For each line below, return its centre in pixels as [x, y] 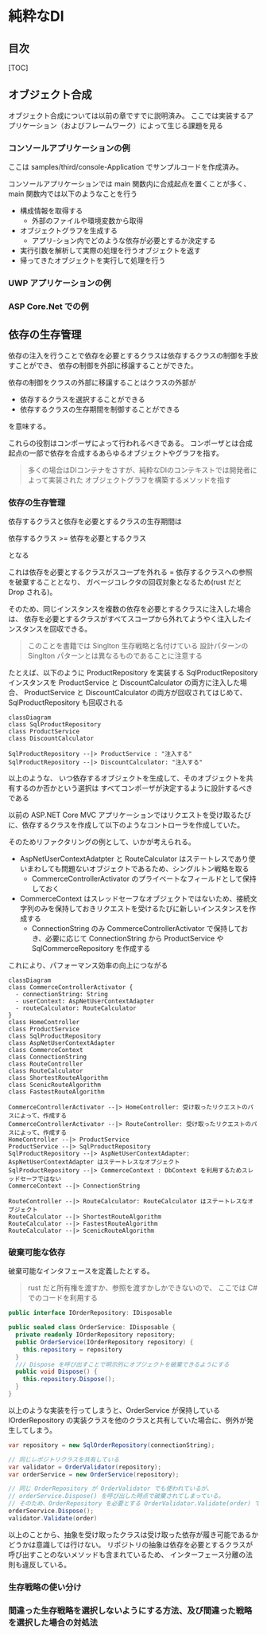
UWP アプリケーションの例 [60, 284]
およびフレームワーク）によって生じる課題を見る [143, 125]
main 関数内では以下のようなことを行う [73, 194]
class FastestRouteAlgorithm [56, 1092]
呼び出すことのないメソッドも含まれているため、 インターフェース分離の [127, 1555]
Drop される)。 [33, 592]
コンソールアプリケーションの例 [70, 148]
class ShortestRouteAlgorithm [58, 1078]
